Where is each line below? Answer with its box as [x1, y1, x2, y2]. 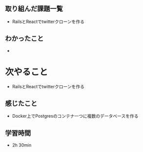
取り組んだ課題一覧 [5, 4, 63, 13]
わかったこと [5, 34, 44, 43]
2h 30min [12, 142, 32, 148]
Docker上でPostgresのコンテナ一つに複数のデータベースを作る [12, 113, 139, 119]
